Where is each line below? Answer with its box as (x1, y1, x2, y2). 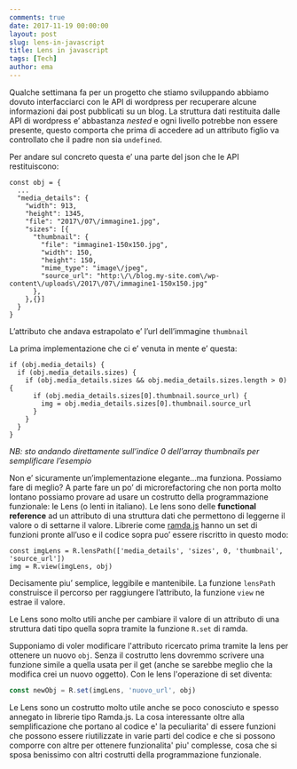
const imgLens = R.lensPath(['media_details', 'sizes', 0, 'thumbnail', (9, 546, 284, 556)
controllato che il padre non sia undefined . (9, 134, 162, 145)
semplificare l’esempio (9, 455, 92, 466)
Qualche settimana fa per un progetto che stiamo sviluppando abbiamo (9, 86, 269, 98)
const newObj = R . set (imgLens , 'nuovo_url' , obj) (9, 685, 197, 694)
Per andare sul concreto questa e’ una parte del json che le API (9, 151, 239, 162)
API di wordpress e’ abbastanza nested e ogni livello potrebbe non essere (9, 115, 278, 125)
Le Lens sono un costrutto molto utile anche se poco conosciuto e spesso (9, 701, 279, 712)
